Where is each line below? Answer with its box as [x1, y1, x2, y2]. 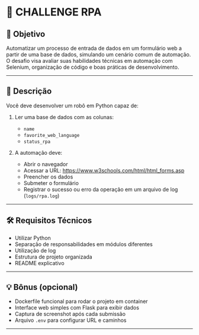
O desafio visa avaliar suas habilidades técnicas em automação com [6, 58, 173, 64]
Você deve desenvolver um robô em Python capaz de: [6, 102, 139, 109]
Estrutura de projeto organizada [14, 253, 93, 260]
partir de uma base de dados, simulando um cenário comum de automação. [6, 51, 191, 58]
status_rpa [23, 139, 51, 145]
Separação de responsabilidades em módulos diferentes [14, 240, 153, 248]
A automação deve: [14, 149, 63, 156]
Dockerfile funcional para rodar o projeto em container [14, 298, 148, 305]
